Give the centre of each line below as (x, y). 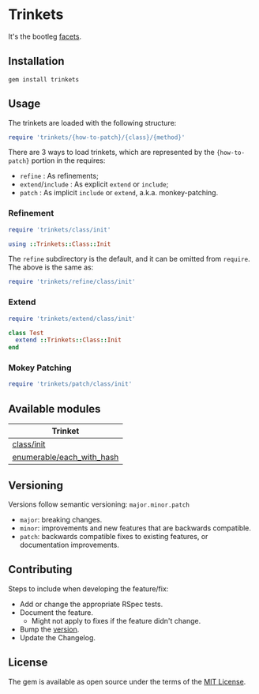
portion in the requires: (68, 160)
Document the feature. (56, 612)
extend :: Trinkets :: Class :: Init (69, 340)
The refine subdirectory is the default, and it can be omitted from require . (129, 259)
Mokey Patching (40, 368)
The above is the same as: (51, 267)
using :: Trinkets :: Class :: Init (60, 244)
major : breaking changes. (61, 519)
